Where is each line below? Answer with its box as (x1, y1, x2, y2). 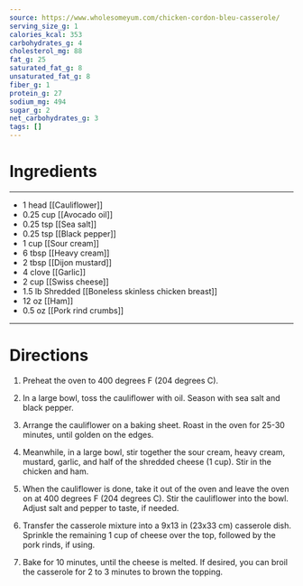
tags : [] (9, 123, 42, 132)
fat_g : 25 (9, 55, 47, 64)
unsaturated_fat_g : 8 (9, 72, 91, 81)
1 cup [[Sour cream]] (22, 237, 99, 248)
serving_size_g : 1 (9, 22, 78, 31)
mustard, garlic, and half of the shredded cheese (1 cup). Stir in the (22, 456, 272, 467)
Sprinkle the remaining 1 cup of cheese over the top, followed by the (22, 529, 277, 540)
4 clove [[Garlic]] (22, 266, 86, 277)
